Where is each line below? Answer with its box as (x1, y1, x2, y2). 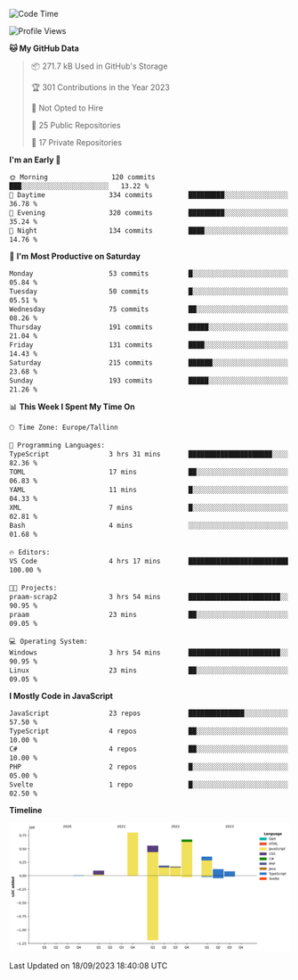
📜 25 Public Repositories (30, 120, 122, 130)
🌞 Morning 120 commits (9, 173, 156, 182)
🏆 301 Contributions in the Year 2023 (30, 82, 171, 93)
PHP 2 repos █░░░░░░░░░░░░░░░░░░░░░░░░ (9, 762, 289, 771)
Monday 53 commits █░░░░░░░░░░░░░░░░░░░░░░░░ (9, 269, 289, 278)
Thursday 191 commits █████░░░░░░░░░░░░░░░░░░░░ (9, 323, 289, 332)
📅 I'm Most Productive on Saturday (9, 251, 141, 261)
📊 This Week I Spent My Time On (9, 401, 135, 412)
